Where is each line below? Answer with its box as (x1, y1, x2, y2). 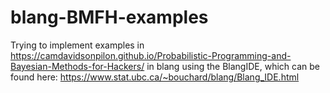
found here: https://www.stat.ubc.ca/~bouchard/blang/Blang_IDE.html (10, 71, 300, 83)
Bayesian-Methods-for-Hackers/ (10, 60, 145, 72)
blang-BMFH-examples (10, 6, 209, 29)
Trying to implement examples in (10, 39, 145, 51)
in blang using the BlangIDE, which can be (146, 60, 320, 72)
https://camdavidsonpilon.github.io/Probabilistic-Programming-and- (10, 49, 292, 61)
